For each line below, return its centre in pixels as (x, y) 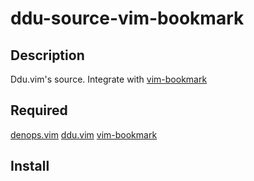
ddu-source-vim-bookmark (127, 18)
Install (30, 166)
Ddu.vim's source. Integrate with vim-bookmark (109, 79)
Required (39, 110)
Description (47, 55)
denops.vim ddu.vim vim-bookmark (84, 134)
